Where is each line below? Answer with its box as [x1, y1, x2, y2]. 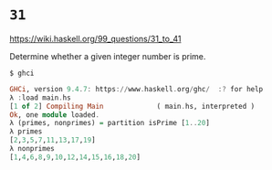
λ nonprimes [9, 144, 55, 154]
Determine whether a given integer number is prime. [9, 50, 206, 61]
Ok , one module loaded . [9, 110, 100, 120]
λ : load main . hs [9, 93, 71, 102]
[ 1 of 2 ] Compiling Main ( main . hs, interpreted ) [9, 101, 256, 111]
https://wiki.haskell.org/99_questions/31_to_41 [9, 33, 182, 44]
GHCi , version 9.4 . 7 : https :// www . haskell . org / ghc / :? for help [9, 84, 264, 93]
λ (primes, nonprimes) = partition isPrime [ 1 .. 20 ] [9, 119, 210, 128]
